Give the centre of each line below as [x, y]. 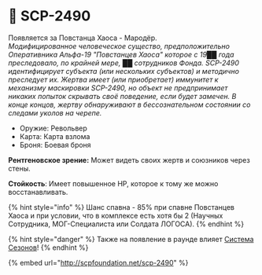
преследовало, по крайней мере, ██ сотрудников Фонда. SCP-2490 [124, 63]
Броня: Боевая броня [55, 145]
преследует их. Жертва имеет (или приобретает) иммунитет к [113, 79]
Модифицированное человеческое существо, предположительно [119, 46]
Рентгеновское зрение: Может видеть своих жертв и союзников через [129, 159]
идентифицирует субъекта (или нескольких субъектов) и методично [124, 71]
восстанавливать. [38, 192]
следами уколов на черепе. [55, 112]
